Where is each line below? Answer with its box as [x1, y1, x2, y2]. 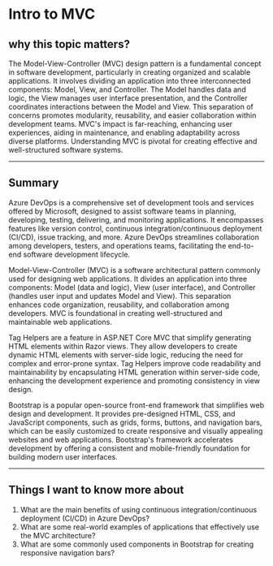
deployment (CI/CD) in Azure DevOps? [19, 513, 150, 523]
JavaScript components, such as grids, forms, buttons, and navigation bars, [8, 417, 262, 427]
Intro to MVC [8, 5, 96, 24]
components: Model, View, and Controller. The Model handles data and [8, 84, 246, 94]
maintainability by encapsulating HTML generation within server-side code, [8, 367, 260, 377]
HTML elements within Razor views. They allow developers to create [8, 341, 238, 351]
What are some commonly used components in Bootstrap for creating [19, 539, 254, 549]
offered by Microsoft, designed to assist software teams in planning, [8, 206, 237, 216]
